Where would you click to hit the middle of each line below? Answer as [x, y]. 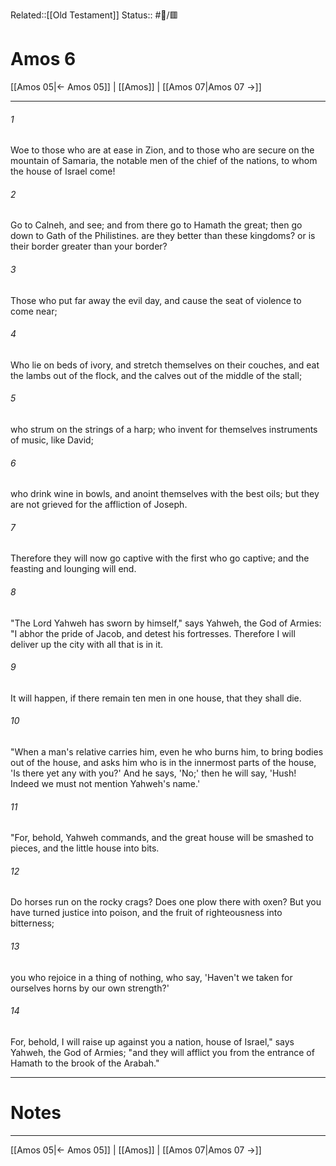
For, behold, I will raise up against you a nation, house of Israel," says [152, 1041]
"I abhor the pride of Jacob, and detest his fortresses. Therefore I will [153, 633]
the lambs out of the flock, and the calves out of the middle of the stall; [156, 375]
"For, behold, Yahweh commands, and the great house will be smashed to [162, 838]
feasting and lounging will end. [73, 569]
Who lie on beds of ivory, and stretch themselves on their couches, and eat [165, 365]
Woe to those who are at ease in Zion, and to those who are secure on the [162, 150]
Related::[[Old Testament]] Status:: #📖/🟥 [94, 15]
